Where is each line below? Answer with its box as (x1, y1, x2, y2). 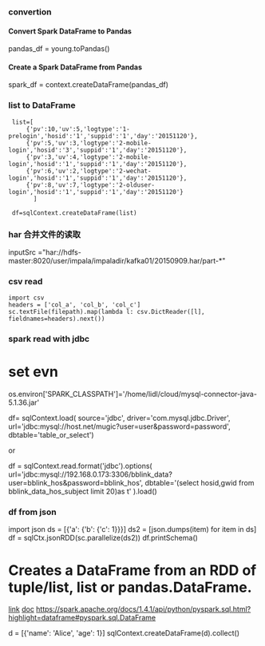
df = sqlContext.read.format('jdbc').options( (8, 462, 153, 471)
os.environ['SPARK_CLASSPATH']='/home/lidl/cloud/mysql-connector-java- (8, 390, 258, 399)
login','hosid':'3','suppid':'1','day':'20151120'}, (8, 146, 188, 154)
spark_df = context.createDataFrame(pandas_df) (8, 80, 169, 89)
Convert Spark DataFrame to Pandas (8, 26, 132, 36)
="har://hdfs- (38, 247, 81, 257)
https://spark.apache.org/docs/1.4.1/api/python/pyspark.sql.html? (35, 604, 251, 614)
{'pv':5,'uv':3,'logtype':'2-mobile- (26, 139, 152, 147)
